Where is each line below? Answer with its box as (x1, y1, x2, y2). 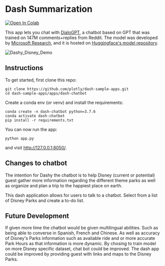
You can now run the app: (5, 126, 58, 132)
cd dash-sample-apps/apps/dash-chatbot (5, 90, 87, 96)
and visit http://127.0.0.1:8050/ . (5, 144, 67, 150)
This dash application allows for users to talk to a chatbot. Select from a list (5, 192, 158, 198)
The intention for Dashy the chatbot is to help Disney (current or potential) (5, 172, 155, 178)
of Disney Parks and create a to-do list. (5, 197, 85, 203)
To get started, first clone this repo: (5, 77, 77, 83)
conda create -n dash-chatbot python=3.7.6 (5, 109, 96, 114)
